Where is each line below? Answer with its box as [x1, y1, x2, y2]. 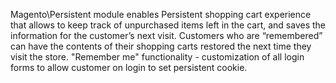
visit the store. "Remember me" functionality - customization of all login [10, 51, 305, 63]
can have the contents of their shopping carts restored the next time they [10, 40, 312, 52]
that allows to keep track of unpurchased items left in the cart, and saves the [10, 19, 327, 31]
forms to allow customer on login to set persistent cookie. [10, 62, 248, 73]
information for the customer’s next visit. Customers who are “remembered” [10, 30, 323, 41]
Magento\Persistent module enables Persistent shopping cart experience [10, 9, 312, 20]
